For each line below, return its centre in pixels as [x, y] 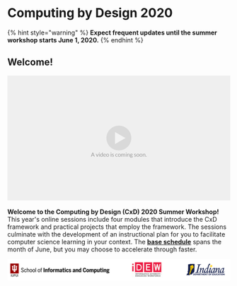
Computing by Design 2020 [90, 13]
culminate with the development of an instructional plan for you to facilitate [116, 234]
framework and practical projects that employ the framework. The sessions [117, 227]
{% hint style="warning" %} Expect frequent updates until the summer [112, 32]
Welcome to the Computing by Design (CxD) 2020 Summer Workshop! [113, 212]
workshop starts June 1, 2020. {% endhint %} [75, 40]
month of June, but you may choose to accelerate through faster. [102, 249]
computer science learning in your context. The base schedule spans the [114, 242]
